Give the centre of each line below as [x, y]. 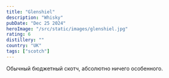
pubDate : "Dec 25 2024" [36, 23]
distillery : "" [25, 40]
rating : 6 [19, 34]
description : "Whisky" [35, 18]
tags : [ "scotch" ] [28, 51]
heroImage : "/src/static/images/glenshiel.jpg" [67, 29]
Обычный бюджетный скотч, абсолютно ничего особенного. [84, 68]
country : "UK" [24, 46]
